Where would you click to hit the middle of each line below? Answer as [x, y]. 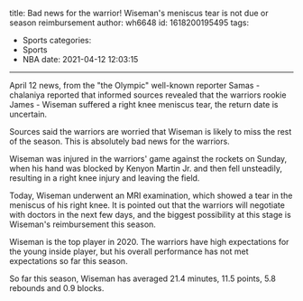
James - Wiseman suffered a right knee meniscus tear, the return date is [144, 104]
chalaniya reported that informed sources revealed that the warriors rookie [148, 95]
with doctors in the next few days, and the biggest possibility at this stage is [150, 215]
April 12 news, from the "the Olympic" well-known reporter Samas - [134, 85]
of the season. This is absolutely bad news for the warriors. [119, 141]
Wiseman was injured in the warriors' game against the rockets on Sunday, [148, 159]
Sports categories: [57, 40]
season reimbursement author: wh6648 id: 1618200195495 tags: [129, 23]
